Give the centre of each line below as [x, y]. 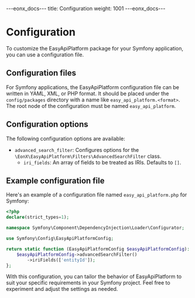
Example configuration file [55, 180]
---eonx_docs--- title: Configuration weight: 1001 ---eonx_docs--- [86, 9]
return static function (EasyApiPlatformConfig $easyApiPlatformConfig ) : [98, 249]
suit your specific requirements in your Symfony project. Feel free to [88, 283]
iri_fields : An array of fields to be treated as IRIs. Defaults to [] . [102, 162]
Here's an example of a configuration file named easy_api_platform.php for [97, 195]
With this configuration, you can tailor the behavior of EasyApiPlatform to [94, 277]
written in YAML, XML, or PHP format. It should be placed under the [88, 93]
